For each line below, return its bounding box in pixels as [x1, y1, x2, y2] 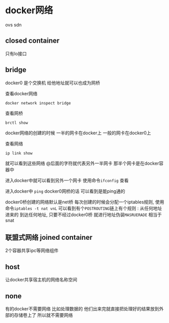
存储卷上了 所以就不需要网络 [14, 312, 73, 318]
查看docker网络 [5, 90, 38, 96]
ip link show [5, 151, 33, 156]
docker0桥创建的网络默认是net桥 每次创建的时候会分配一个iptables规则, [5, 199, 154, 205]
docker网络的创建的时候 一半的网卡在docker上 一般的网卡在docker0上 [5, 130, 151, 136]
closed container [5, 37, 60, 45]
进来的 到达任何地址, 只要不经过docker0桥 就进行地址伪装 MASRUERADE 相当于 [5, 211, 162, 218]
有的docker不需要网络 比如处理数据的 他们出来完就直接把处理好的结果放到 [5, 306, 159, 312]
